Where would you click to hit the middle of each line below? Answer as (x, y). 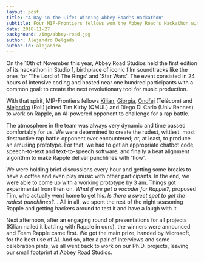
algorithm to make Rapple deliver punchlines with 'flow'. (76, 157)
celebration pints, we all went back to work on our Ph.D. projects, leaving (97, 246)
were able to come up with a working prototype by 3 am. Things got (91, 182)
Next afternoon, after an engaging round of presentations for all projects (97, 220)
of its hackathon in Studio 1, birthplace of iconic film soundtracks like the (97, 69)
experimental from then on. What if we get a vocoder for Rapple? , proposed (101, 188)
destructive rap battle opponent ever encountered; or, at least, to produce (99, 138)
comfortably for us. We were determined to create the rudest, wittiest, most (101, 132)
